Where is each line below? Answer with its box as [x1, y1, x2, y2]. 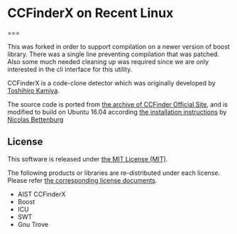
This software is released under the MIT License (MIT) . [7, 154, 168, 163]
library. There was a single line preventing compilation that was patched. [7, 50, 220, 58]
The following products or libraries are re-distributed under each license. [7, 169, 221, 177]
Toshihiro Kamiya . [7, 86, 60, 95]
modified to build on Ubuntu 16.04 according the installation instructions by [7, 107, 227, 116]
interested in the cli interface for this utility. [7, 65, 133, 73]
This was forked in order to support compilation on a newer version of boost [7, 42, 231, 50]
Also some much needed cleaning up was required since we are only [7, 57, 209, 65]
